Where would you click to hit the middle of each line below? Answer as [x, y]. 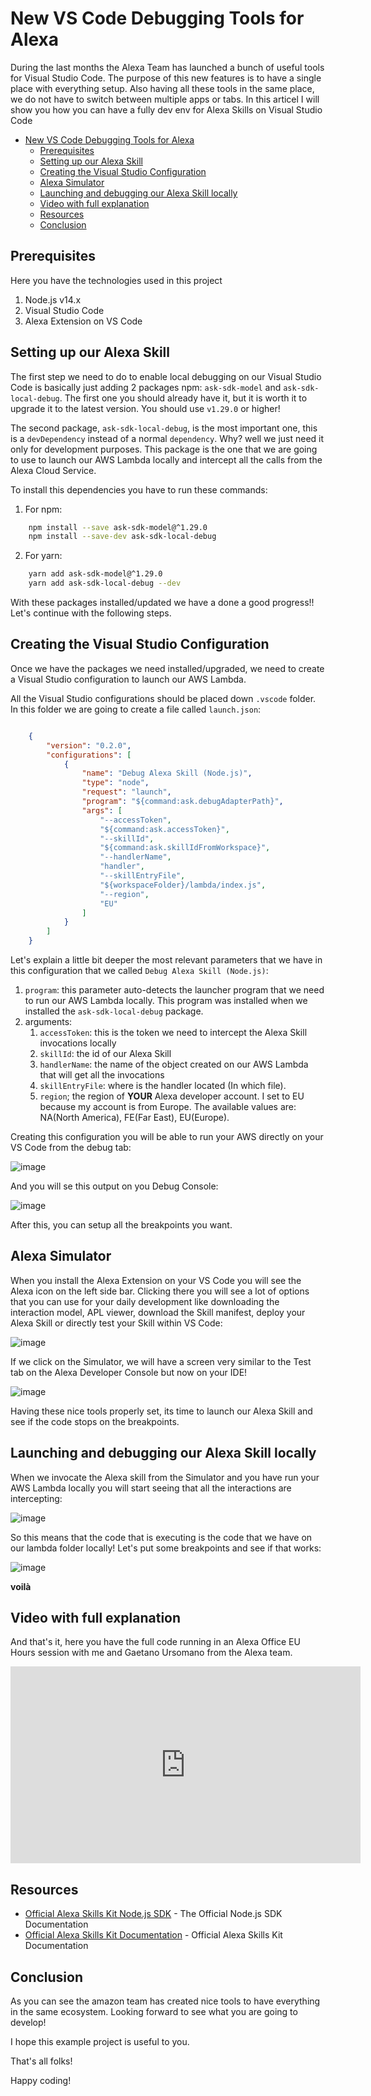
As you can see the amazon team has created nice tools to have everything [165, 2001]
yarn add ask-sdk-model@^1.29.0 [95, 574]
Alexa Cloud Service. [53, 470]
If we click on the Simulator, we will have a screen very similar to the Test [161, 1361]
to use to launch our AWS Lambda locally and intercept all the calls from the [166, 459]
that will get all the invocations [102, 1075]
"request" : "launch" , [126, 792]
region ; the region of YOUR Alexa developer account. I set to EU [172, 1096]
